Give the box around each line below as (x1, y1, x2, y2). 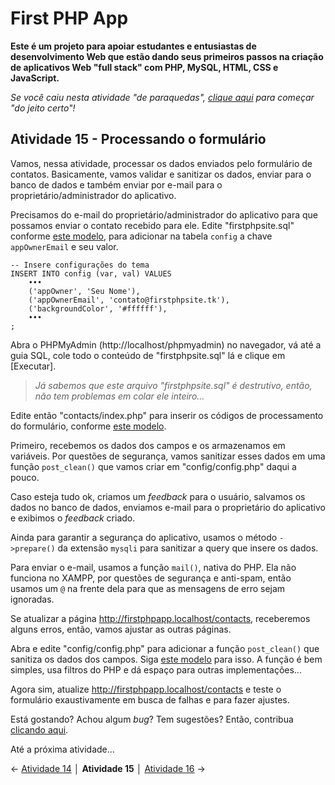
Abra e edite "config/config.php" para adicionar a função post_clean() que (10, 642, 320, 654)
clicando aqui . (10, 723, 69, 736)
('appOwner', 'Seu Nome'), (28, 286, 141, 296)
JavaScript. (10, 72, 60, 84)
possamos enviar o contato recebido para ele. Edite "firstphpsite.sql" (10, 219, 295, 231)
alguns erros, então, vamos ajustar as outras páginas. (10, 623, 232, 635)
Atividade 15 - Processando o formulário (10, 131, 267, 148)
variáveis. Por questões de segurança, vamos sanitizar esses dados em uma (10, 450, 326, 462)
